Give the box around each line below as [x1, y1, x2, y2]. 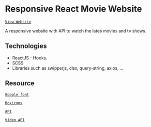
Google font [5, 92, 29, 97]
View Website [5, 19, 31, 24]
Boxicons [5, 100, 23, 105]
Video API [5, 117, 25, 122]
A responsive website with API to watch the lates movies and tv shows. [5, 28, 147, 33]
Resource [5, 79, 35, 88]
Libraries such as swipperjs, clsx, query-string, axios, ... [12, 65, 123, 71]
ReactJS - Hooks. [12, 55, 47, 61]
